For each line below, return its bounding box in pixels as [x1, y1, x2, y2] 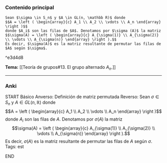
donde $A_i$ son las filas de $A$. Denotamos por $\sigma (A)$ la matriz [5, 28, 162, 33]
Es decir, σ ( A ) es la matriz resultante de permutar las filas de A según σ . [5, 138, 153, 144]
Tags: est [5, 144, 24, 150]
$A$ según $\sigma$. [5, 46, 48, 51]
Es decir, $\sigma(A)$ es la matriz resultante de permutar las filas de [5, 41, 162, 46]
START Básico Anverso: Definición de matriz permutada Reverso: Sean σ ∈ [5, 94, 160, 100]
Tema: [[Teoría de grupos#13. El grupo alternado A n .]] [5, 64, 116, 71]
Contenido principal [5, 4, 54, 11]
